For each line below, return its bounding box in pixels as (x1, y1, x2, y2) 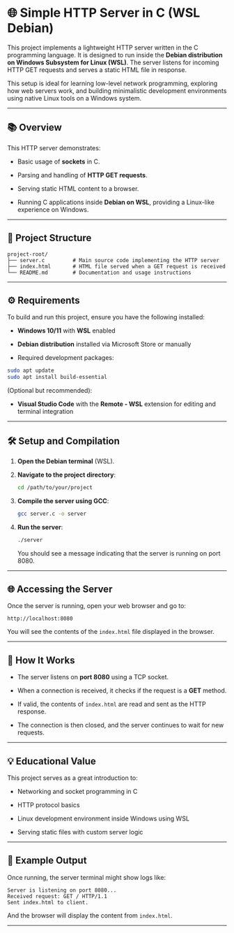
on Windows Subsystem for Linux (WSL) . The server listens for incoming (7, 58, 219, 66)
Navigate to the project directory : (17, 470, 116, 479)
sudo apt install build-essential (7, 374, 108, 381)
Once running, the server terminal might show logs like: (7, 873, 166, 881)
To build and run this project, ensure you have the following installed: (7, 313, 205, 321)
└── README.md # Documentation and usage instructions (7, 269, 192, 276)
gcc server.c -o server (17, 510, 87, 517)
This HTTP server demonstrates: (7, 143, 101, 152)
